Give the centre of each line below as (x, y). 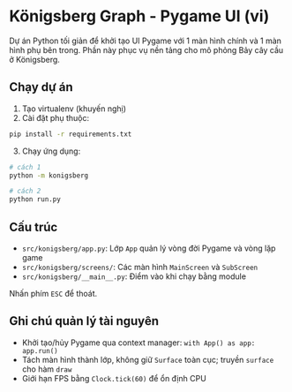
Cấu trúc (34, 227)
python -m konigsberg (49, 175)
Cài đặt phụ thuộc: (56, 117)
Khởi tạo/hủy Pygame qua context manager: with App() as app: (139, 343)
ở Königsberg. (34, 59)
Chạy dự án (41, 87)
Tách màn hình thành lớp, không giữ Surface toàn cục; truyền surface (148, 359)
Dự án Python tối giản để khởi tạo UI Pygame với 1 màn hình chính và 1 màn (146, 41)
